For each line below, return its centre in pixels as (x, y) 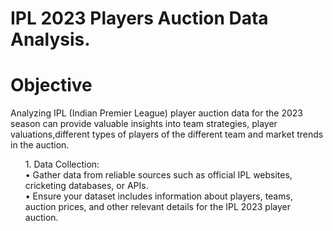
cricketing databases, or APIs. (86, 186)
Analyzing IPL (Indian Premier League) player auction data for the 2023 (156, 113)
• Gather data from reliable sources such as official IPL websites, (158, 175)
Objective (51, 85)
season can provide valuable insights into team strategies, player (144, 124)
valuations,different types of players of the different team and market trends (167, 134)
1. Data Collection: (62, 164)
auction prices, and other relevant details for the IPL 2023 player (157, 207)
